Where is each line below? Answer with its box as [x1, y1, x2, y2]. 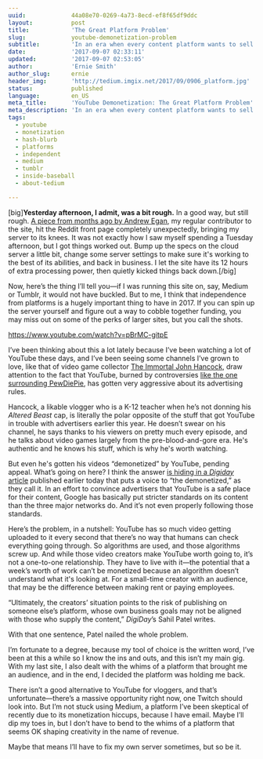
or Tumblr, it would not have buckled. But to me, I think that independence [8, 290, 247, 299]
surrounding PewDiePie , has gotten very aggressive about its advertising [8, 378, 243, 388]
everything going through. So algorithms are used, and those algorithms [8, 541, 240, 550]
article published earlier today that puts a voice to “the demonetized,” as [8, 476, 241, 485]
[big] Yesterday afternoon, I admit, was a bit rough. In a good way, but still [8, 207, 249, 217]
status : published [8, 84, 103, 93]
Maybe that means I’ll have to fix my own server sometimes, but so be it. [8, 742, 242, 751]
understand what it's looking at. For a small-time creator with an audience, [8, 574, 248, 583]
